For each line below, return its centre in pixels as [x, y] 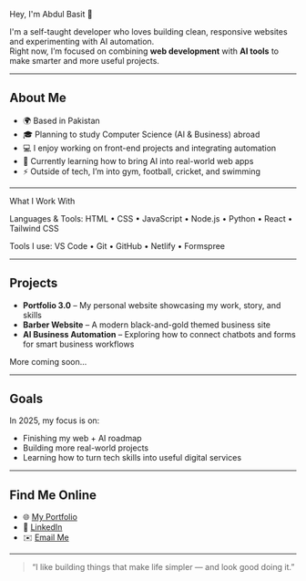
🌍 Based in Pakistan [61, 120]
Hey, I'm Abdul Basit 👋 [51, 14]
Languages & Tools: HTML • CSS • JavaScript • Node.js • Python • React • [151, 218]
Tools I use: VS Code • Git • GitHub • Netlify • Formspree [117, 245]
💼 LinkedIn [42, 527]
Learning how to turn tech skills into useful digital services [132, 458]
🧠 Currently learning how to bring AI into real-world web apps [138, 161]
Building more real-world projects [85, 448]
